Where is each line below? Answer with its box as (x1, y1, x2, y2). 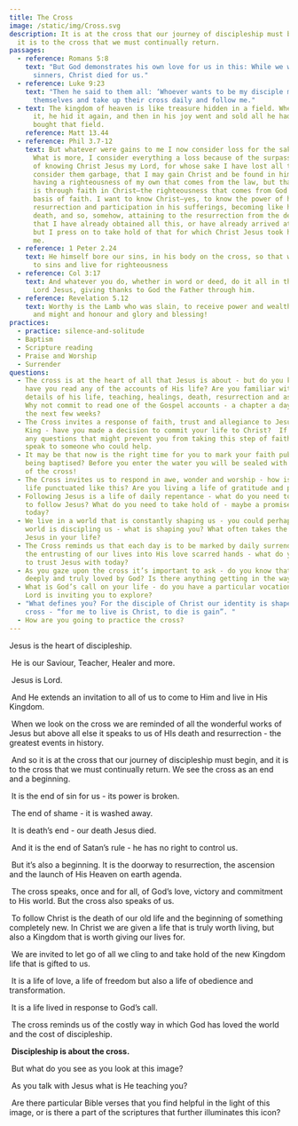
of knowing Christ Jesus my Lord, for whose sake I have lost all (32, 162, 284, 170)
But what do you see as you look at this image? (11, 1063, 184, 1074)
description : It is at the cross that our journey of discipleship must (9, 29, 284, 38)
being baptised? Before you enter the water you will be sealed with (25, 459, 288, 468)
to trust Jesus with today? (25, 558, 129, 567)
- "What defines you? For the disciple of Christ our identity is (17, 599, 268, 608)
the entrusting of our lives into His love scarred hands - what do (25, 550, 284, 559)
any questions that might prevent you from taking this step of (25, 434, 268, 443)
